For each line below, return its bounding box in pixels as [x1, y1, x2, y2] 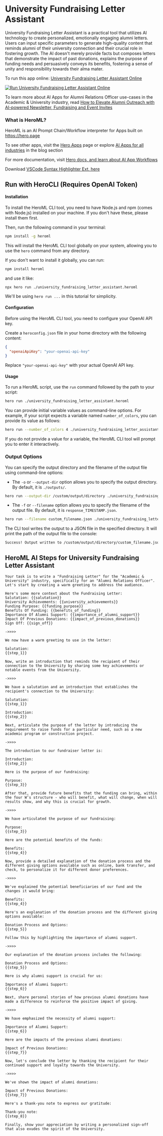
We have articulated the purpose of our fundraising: [5, 816, 116, 821]
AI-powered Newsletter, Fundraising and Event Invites [5, 104, 113, 110]
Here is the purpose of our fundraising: [5, 769, 90, 774]
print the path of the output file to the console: [5, 531, 98, 537]
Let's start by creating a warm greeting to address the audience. [5, 582, 145, 587]
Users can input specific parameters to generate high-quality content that [5, 40, 153, 46]
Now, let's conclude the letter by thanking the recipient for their [5, 1058, 149, 1063]
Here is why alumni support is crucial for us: [5, 973, 103, 978]
